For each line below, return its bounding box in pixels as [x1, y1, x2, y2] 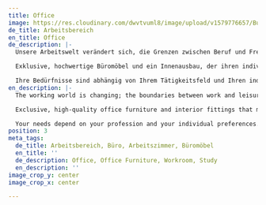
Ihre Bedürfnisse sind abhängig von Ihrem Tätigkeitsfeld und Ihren [15, 76, 246, 84]
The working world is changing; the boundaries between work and [15, 91, 236, 99]
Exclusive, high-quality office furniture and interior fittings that [15, 106, 253, 114]
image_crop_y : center [8, 171, 80, 179]
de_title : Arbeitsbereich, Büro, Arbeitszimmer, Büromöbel [15, 142, 215, 150]
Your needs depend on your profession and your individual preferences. [15, 120, 260, 128]
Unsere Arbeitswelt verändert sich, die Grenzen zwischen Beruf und [15, 48, 246, 56]
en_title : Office [8, 33, 66, 42]
